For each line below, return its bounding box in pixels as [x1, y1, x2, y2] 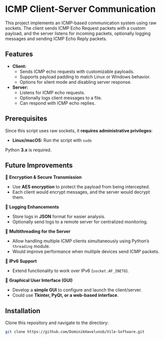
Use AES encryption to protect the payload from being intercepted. [12, 184, 150, 190]
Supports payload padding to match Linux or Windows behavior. [19, 73, 151, 80]
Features [5, 50, 33, 58]
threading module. [12, 243, 50, 249]
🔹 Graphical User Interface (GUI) [5, 278, 73, 283]
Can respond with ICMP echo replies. [19, 100, 96, 106]
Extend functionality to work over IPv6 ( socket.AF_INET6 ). [12, 268, 129, 274]
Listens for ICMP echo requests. [19, 89, 85, 95]
